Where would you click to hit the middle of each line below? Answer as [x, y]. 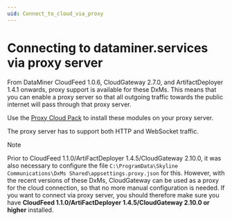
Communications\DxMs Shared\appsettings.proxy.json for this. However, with [116, 173]
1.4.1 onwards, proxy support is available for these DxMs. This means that [112, 89]
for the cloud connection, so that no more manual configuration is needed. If [116, 188]
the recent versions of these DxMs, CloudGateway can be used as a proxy [113, 180]
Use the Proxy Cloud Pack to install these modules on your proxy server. [110, 117]
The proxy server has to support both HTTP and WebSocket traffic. [103, 131]
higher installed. [30, 210]
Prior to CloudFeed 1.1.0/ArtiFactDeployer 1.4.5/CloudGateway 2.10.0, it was [114, 158]
